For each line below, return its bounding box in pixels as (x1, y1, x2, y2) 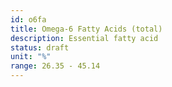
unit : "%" (10, 52, 52, 62)
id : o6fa (10, 14, 47, 25)
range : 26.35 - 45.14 (10, 61, 101, 71)
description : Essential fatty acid (10, 33, 159, 43)
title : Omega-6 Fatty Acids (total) (10, 24, 163, 34)
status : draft (10, 42, 70, 53)
